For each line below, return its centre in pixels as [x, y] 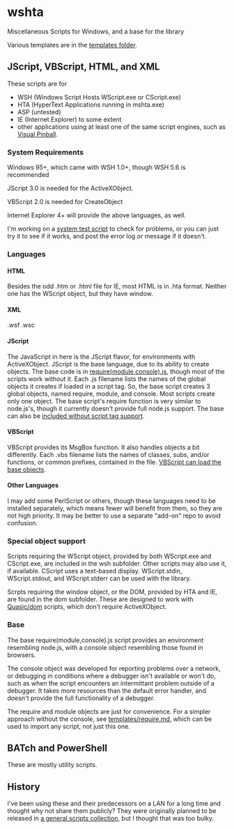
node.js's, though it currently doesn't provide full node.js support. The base [116, 408]
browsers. [22, 655]
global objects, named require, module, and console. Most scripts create [111, 394]
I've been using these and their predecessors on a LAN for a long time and [114, 804]
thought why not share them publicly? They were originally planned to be [112, 811]
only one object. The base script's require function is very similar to [104, 401]
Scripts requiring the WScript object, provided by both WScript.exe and [109, 556]
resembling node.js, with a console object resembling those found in [105, 647]
